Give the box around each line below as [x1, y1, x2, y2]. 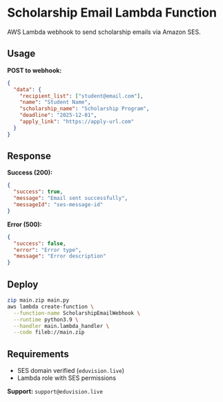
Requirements [7, 348, 69, 360]
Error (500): [7, 220, 43, 228]
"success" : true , [13, 188, 64, 195]
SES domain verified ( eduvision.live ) [17, 367, 125, 375]
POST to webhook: [7, 66, 62, 74]
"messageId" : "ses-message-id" [13, 201, 104, 208]
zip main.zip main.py [7, 297, 70, 304]
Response [7, 150, 52, 162]
